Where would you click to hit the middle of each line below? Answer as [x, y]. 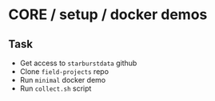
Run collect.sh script [56, 88]
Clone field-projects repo [64, 72]
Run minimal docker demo [63, 80]
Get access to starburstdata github [78, 63]
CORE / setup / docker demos [108, 15]
